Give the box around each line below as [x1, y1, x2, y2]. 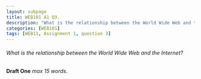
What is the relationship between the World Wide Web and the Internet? [6, 49, 184, 56]
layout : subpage [6, 8, 47, 15]
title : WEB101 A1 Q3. [6, 14, 60, 20]
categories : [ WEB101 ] [6, 25, 60, 31]
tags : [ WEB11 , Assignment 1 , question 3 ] [6, 31, 111, 37]
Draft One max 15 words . [6, 68, 68, 75]
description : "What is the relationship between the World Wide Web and [6, 20, 191, 26]
